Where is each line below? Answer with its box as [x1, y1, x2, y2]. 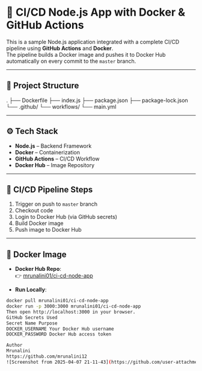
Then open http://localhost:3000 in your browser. [6, 309, 136, 315]
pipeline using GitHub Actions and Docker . [6, 45, 114, 52]
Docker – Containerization [14, 148, 80, 156]
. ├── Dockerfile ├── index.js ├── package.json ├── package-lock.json [6, 97, 188, 104]
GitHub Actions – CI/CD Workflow [14, 155, 100, 162]
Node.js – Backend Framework [14, 142, 92, 150]
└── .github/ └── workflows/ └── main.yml [6, 103, 117, 110]
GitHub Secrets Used [6, 314, 58, 320]
